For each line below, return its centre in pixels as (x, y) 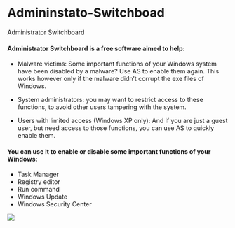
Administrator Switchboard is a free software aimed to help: (96, 48)
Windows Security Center (55, 204)
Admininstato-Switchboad (86, 13)
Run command (38, 190)
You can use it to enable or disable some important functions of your (109, 151)
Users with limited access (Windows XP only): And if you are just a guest (122, 121)
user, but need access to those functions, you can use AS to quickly (116, 128)
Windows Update (42, 197)
